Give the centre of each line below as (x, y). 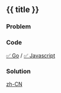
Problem (19, 27)
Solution (19, 71)
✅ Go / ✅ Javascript (30, 55)
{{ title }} (23, 10)
